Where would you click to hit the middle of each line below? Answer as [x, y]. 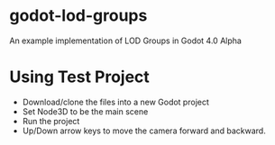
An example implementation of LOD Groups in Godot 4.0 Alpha [125, 41]
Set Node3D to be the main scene [85, 111]
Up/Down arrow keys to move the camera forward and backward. [144, 131]
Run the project [51, 121]
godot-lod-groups [78, 16]
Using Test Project [80, 77]
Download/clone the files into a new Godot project [116, 102]
